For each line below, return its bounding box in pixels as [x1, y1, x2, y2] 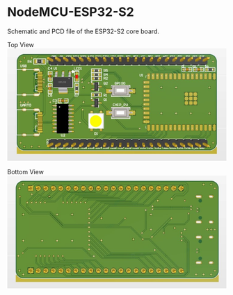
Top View [7, 40, 35, 49]
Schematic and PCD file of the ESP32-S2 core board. [7, 27, 160, 35]
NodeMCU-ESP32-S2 [7, 4, 134, 20]
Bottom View [7, 167, 44, 176]
